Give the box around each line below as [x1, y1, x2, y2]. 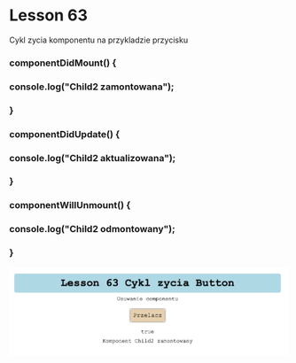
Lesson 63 [9, 5, 89, 26]
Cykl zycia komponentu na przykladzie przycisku [9, 35, 189, 45]
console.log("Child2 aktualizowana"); [9, 151, 176, 164]
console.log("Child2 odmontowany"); [9, 223, 175, 236]
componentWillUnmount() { [9, 199, 131, 212]
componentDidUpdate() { [9, 127, 121, 140]
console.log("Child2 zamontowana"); [9, 81, 175, 93]
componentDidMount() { [9, 57, 117, 69]
